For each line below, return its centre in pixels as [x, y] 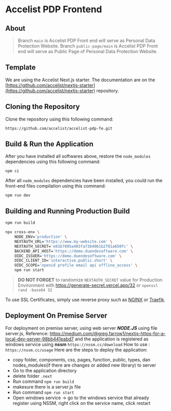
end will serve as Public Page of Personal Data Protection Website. [88, 51]
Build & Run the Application [49, 144]
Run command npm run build [43, 381]
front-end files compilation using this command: [55, 186]
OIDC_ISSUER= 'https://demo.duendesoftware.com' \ [68, 256]
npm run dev [18, 195]
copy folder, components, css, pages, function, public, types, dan [81, 359]
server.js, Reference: [27, 333]
